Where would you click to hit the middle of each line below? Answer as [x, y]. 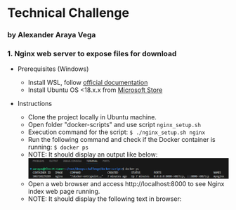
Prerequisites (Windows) [53, 69]
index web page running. [64, 191]
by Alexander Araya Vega [52, 35]
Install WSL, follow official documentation [88, 83]
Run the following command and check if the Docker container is [122, 140]
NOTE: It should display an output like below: [93, 155]
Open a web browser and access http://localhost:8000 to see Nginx [126, 183]
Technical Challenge [68, 13]
